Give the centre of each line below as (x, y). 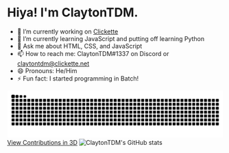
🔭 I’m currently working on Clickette (68, 31)
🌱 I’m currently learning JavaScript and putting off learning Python (111, 38)
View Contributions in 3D (42, 142)
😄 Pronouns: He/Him (47, 70)
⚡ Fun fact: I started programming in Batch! (78, 78)
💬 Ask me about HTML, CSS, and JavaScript (80, 46)
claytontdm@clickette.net (53, 64)
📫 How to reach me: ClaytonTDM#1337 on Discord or (93, 53)
